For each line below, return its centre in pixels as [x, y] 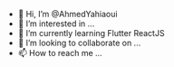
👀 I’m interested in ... [56, 24]
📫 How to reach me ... [60, 53]
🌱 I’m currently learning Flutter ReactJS [91, 33]
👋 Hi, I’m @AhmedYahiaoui [68, 14]
